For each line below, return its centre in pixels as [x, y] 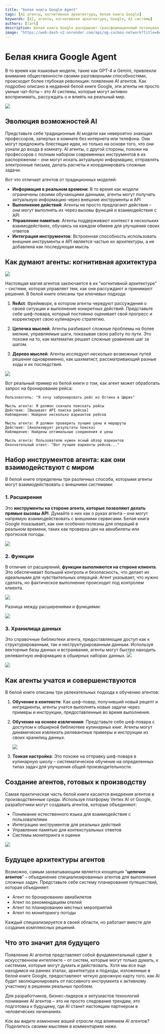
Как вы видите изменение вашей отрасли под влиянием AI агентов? [77, 1021]
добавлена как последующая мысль [51, 246]
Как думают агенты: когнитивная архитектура [81, 262]
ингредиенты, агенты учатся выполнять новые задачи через [76, 707]
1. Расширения [24, 497]
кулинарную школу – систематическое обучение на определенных [83, 762]
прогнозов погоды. [25, 534]
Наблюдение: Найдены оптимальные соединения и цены [59, 432]
